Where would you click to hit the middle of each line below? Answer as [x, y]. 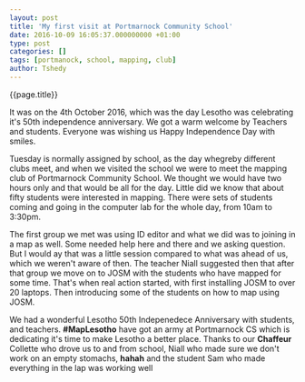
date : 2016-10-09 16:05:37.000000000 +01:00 [95, 35]
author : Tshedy [38, 69]
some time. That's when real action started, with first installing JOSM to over [152, 282]
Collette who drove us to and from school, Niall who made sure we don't [144, 348]
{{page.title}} [34, 94]
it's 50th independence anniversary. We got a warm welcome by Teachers [148, 121]
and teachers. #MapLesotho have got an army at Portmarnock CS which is [150, 329]
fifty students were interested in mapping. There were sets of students [141, 197]
